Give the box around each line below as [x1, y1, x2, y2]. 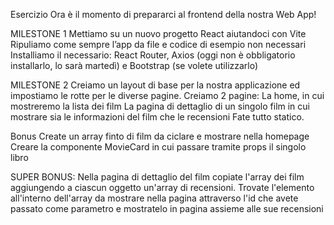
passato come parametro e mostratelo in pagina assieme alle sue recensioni [10, 203, 324, 214]
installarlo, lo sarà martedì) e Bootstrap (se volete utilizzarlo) [10, 60, 259, 71]
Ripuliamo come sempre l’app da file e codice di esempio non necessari [10, 39, 307, 50]
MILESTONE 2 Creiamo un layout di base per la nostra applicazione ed [10, 79, 301, 91]
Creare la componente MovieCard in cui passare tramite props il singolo [10, 141, 307, 153]
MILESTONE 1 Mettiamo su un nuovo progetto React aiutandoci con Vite [10, 28, 307, 39]
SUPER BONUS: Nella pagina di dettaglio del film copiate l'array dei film [10, 171, 305, 183]
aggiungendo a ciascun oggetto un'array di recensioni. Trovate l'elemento [10, 182, 315, 193]
